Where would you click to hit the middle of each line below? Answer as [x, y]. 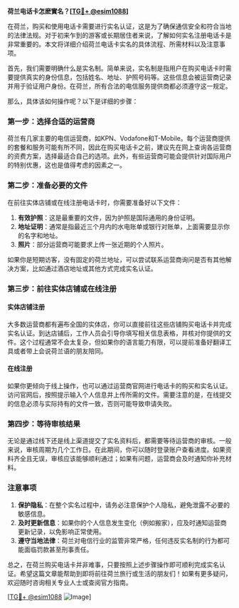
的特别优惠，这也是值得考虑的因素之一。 [67, 165]
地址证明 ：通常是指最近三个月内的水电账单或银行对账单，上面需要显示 [121, 226]
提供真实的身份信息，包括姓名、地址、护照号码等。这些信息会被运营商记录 [122, 77]
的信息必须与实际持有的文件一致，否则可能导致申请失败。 [91, 403]
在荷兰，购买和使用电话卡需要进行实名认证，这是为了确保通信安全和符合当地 [119, 26]
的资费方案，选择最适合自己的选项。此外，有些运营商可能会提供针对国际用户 [119, 156]
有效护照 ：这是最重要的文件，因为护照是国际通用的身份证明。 [108, 218]
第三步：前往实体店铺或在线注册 [62, 288]
